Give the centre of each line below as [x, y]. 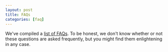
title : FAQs [18, 15]
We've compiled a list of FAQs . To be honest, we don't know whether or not [84, 34]
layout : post [19, 10]
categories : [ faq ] [25, 19]
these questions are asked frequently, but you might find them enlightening [84, 39]
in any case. [18, 44]
